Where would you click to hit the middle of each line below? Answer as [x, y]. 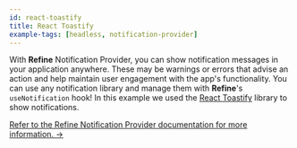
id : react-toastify [46, 17]
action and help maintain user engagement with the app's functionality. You [148, 79]
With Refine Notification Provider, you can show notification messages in [144, 60]
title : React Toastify [51, 26]
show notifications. [44, 108]
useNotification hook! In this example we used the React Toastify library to [148, 98]
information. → [37, 135]
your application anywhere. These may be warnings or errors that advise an [149, 69]
